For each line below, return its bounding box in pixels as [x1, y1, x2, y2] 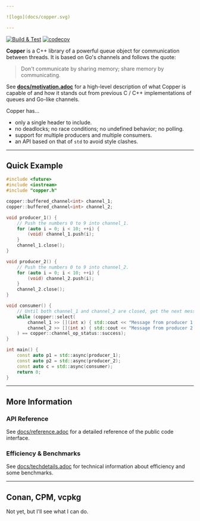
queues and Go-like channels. [6, 95, 80, 103]
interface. [6, 434, 30, 442]
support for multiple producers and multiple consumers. [14, 131, 152, 138]
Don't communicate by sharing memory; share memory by [20, 65, 164, 72]
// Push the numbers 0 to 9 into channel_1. [17, 220, 129, 226]
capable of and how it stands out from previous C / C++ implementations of [6, 89, 192, 96]
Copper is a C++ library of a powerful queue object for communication [6, 47, 180, 54]
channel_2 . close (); [17, 286, 65, 292]
